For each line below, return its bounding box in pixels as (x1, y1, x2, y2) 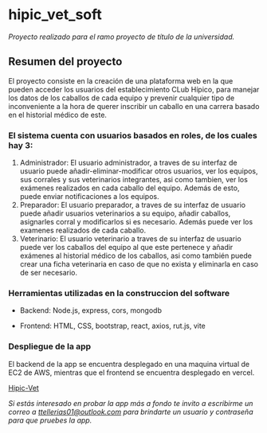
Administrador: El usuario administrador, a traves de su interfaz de (19, 158, 238, 168)
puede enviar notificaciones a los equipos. (19, 192, 159, 201)
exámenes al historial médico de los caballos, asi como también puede (19, 251, 253, 260)
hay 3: (8, 139, 33, 150)
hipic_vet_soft (8, 6, 102, 24)
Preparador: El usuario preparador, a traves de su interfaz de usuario (19, 201, 245, 210)
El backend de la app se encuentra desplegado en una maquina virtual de (8, 359, 249, 369)
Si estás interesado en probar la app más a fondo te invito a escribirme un (8, 398, 253, 408)
